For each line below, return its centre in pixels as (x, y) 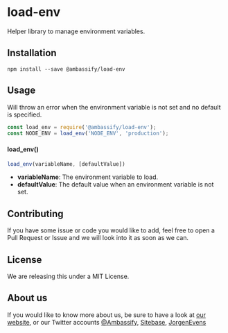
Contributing (35, 213)
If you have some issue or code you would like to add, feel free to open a (111, 230)
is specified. (25, 114)
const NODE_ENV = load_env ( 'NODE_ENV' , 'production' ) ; (88, 134)
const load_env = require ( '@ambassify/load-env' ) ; (82, 127)
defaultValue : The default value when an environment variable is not (115, 185)
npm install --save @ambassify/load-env (67, 69)
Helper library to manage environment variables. (76, 31)
